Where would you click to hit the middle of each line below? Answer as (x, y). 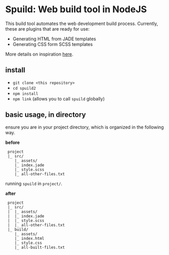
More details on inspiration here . (39, 54)
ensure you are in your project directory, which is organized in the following (85, 127)
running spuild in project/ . (34, 183)
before (13, 142)
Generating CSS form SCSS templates (53, 44)
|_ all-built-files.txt (40, 247)
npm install (25, 94)
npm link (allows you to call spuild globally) (59, 98)
